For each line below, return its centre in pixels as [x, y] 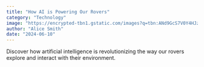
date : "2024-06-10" [31, 34]
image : [15, 23]
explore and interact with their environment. [61, 58]
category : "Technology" [36, 18]
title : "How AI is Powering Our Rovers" [58, 12]
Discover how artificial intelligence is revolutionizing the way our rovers [95, 51]
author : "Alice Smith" [35, 29]
